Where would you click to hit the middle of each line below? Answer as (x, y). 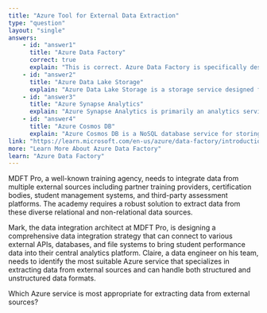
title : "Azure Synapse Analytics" (87, 104)
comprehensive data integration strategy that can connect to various (120, 236)
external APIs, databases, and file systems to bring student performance (127, 245)
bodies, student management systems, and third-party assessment (118, 195)
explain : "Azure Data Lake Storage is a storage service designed (141, 89)
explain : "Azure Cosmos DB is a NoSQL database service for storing (145, 133)
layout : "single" (37, 30)
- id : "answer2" (50, 75)
